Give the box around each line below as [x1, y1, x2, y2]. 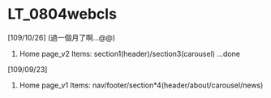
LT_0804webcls [7, 5, 117, 23]
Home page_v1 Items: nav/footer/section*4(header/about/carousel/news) [19, 80, 264, 90]
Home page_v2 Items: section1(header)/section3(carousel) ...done [19, 49, 241, 58]
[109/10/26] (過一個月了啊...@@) [7, 32, 115, 42]
